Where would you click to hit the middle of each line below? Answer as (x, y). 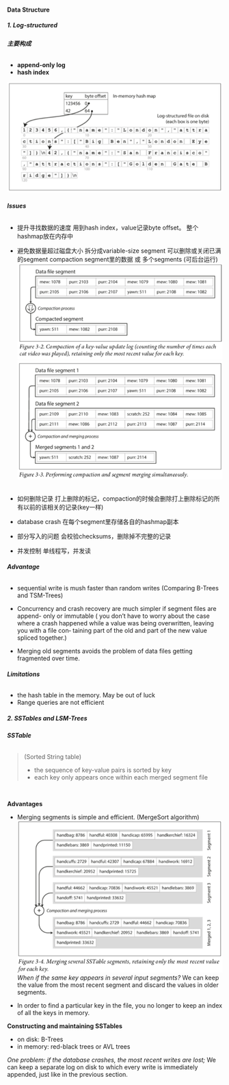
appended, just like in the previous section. (68, 1075)
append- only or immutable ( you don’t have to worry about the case (113, 616)
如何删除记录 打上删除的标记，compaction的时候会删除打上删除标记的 (115, 498)
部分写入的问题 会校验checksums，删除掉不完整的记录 (94, 536)
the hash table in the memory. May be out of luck (86, 695)
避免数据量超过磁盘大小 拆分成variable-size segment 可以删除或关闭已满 (119, 251)
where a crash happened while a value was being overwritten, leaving (115, 623)
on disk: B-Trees (40, 1039)
